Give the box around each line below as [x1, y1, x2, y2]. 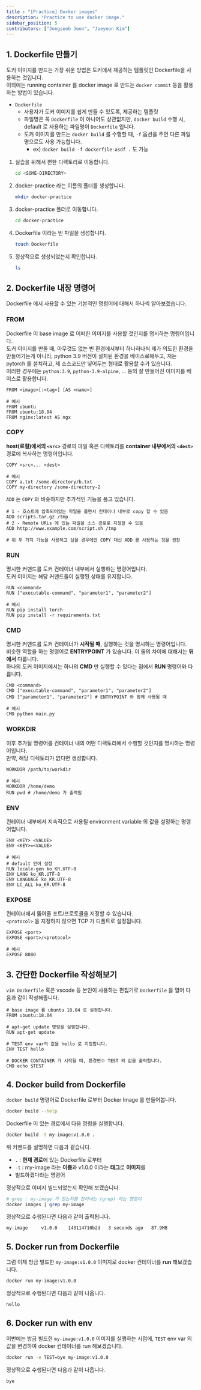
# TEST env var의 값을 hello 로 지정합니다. [6, 1041, 108, 1047]
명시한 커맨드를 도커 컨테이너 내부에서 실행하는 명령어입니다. [6, 565, 148, 572]
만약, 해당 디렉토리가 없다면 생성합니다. [6, 754, 98, 762]
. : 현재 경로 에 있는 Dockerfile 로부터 [14, 1156, 102, 1163]
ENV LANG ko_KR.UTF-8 [6, 872, 61, 878]
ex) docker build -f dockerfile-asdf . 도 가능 [32, 145, 149, 153]
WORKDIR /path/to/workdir [6, 766, 71, 772]
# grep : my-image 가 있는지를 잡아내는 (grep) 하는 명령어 [6, 1196, 142, 1202]
